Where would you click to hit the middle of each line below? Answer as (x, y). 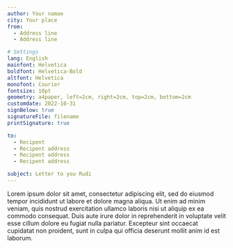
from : (15, 26)
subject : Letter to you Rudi (49, 174)
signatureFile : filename (43, 117)
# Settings (23, 52)
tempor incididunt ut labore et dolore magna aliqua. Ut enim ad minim (106, 201)
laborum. (20, 238)
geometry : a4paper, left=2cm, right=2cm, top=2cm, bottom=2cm (99, 97)
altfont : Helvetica (35, 78)
